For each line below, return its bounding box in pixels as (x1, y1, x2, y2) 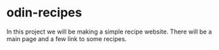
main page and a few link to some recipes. (6, 34, 127, 42)
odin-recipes (6, 5, 82, 21)
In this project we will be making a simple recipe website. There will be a (6, 27, 212, 36)
